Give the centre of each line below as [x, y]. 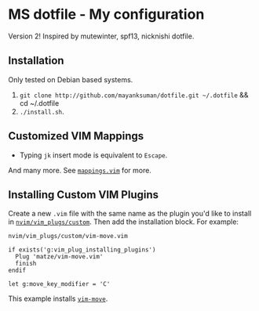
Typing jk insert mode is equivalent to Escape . [93, 155]
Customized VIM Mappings [76, 136]
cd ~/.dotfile [39, 103]
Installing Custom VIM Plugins [84, 195]
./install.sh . [42, 111]
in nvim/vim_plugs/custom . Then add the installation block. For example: [124, 222]
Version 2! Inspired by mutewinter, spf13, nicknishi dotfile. [101, 36]
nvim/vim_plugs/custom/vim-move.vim [68, 237]
